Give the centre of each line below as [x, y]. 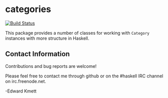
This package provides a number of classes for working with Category [77, 33]
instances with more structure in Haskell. [47, 38]
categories [28, 9]
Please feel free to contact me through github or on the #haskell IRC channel [84, 76]
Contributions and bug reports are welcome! [51, 66]
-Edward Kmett [21, 91]
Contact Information [38, 54]
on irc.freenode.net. [26, 81]
